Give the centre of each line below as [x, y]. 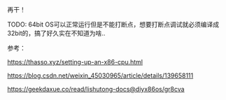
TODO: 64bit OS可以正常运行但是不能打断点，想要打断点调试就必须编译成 [113, 24]
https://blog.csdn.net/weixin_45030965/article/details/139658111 [100, 76]
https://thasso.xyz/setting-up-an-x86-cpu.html [75, 62]
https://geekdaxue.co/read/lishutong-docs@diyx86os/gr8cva [96, 89]
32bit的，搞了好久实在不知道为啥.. [56, 33]
